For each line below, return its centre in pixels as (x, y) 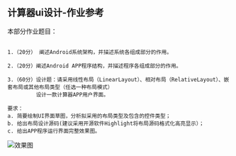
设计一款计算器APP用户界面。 (72, 94)
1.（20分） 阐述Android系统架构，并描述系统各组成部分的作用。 (90, 52)
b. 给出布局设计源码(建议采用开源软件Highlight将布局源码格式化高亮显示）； (106, 123)
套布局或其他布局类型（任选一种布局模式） (60, 87)
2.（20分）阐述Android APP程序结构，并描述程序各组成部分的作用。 (95, 66)
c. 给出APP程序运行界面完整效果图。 (54, 131)
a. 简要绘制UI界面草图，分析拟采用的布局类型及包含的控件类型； (89, 116)
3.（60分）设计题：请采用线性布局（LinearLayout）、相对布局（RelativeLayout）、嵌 (118, 79)
